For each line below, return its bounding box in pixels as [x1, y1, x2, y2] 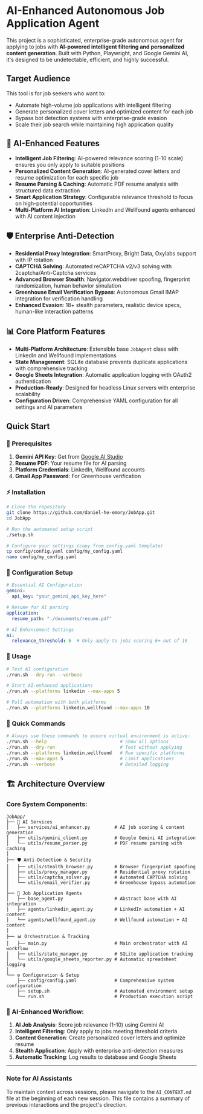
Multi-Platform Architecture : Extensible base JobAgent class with [14, 345, 179, 353]
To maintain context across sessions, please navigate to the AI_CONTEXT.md [6, 1088, 192, 1095]
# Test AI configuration [6, 666, 69, 672]
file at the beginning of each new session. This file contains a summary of [6, 1095, 190, 1102]
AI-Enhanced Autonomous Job [6, 4, 165, 18]
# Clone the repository [6, 504, 66, 510]
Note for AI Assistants [6, 1075, 72, 1083]
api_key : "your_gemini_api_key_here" [11, 593, 107, 599]
